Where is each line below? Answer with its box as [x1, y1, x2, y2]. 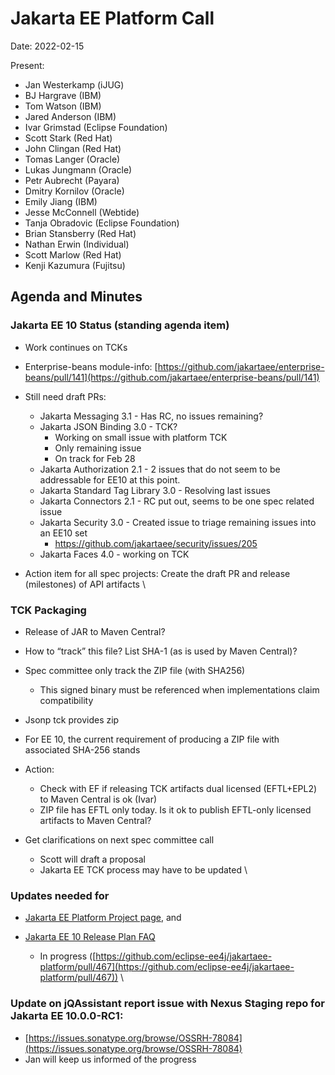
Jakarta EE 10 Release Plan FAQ [24, 931, 156, 943]
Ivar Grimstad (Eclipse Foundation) [24, 121, 168, 133]
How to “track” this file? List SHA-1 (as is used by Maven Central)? [24, 645, 298, 657]
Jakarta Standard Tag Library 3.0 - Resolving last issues [39, 484, 271, 496]
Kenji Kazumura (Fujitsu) [24, 259, 126, 271]
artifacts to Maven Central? [39, 814, 152, 826]
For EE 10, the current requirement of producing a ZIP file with [24, 733, 280, 745]
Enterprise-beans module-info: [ [24, 360, 158, 372]
